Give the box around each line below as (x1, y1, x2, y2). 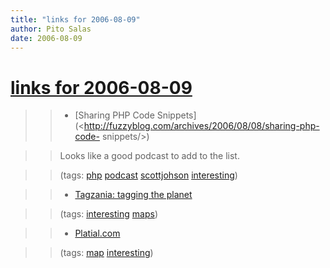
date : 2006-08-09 (10, 33, 83, 43)
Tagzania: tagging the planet (74, 189, 193, 201)
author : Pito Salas (10, 24, 92, 34)
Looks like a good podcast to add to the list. (59, 150, 240, 162)
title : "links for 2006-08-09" (10, 14, 141, 25)
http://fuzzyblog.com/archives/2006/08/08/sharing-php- (83, 120, 320, 132)
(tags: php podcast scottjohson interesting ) (59, 169, 238, 181)
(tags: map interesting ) (59, 247, 154, 259)
